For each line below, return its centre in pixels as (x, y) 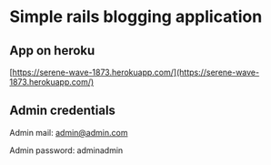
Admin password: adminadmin (66, 150)
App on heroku (52, 51)
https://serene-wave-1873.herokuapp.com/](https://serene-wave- (136, 72)
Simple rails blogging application (136, 17)
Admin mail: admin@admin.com (69, 132)
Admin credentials (63, 111)
